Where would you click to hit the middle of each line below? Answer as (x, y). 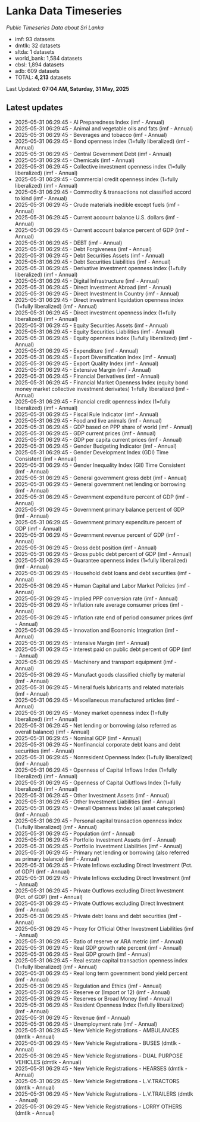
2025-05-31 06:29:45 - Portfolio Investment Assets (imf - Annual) (96, 840)
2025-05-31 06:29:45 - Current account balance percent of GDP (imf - (102, 230)
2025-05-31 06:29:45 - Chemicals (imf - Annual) (75, 160)
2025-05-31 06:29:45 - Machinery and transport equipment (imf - (96, 662)
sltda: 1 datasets (35, 51)
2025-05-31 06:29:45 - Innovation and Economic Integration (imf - (96, 630)
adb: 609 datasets (37, 71)
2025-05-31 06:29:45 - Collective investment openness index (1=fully (100, 166)
